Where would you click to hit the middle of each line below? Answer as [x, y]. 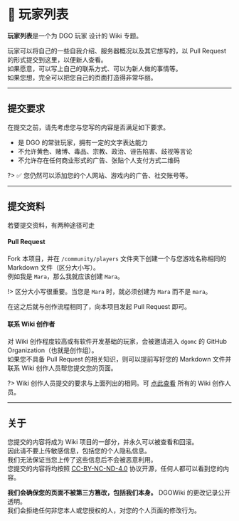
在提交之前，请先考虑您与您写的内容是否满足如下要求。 [88, 127]
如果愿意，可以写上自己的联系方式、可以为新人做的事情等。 [95, 68]
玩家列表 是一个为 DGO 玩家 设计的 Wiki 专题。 [75, 36]
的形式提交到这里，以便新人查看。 [57, 59]
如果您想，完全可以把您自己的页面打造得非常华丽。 [82, 77]
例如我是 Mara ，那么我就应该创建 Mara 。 [66, 276]
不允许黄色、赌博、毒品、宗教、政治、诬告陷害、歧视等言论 [105, 151]
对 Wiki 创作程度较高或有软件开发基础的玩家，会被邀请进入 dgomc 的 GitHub [117, 341]
